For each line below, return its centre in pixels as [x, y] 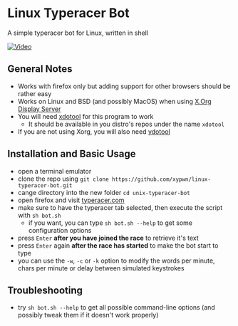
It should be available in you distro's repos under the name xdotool [126, 124]
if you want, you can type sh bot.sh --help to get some [110, 223]
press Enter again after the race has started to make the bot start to [118, 245]
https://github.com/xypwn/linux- [161, 179]
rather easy [35, 93]
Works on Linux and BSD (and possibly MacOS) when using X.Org [114, 101]
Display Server [39, 109]
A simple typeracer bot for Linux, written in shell [78, 33]
